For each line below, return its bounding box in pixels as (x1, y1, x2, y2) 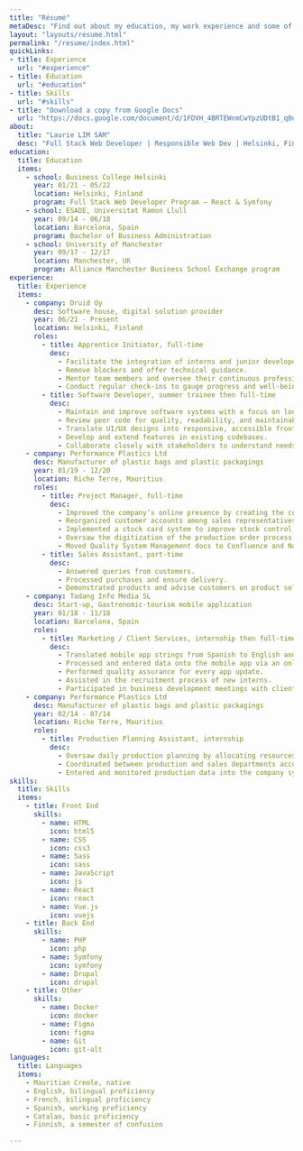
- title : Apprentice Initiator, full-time (41, 340, 204, 349)
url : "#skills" (17, 97, 75, 106)
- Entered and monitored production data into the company (57, 768, 284, 777)
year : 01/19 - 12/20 (32, 466, 111, 475)
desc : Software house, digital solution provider (32, 307, 224, 316)
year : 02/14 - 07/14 (32, 709, 111, 718)
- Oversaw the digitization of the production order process (57, 533, 293, 542)
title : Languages (17, 1062, 83, 1071)
